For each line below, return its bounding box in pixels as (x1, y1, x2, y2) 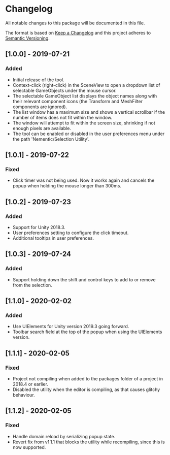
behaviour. (12, 392, 35, 398)
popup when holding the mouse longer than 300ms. (12, 183, 122, 189)
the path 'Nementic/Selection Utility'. (12, 136, 90, 142)
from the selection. (12, 282, 52, 288)
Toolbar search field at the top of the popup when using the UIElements (12, 329, 162, 335)
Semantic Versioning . (5, 35, 50, 41)
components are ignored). (12, 104, 67, 110)
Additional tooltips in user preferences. (12, 235, 94, 241)
